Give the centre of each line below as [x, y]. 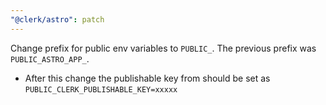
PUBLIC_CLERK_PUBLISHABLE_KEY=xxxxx [101, 89]
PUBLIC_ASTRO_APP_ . [50, 58]
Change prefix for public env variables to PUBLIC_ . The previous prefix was [163, 48]
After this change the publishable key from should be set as [147, 78]
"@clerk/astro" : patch [57, 19]
